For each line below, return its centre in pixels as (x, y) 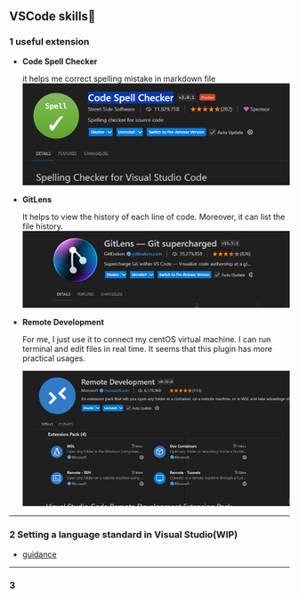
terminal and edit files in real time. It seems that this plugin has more (147, 349)
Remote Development (63, 323)
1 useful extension (49, 42)
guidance (39, 554)
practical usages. (54, 358)
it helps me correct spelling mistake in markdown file (119, 78)
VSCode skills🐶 (53, 16)
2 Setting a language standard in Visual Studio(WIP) (124, 535)
